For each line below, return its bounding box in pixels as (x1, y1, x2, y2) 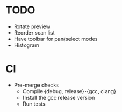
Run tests (22, 100, 46, 107)
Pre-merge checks (13, 82, 60, 89)
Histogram (13, 42, 39, 49)
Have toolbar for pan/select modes (13, 35, 98, 42)
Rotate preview (13, 23, 51, 30)
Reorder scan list (13, 29, 55, 36)
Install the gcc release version (22, 94, 95, 101)
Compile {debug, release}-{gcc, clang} (22, 87, 116, 94)
